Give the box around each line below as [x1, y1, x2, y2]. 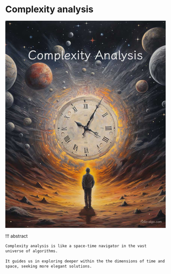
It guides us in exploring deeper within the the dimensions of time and [5, 259, 165, 264]
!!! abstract [5, 233, 28, 239]
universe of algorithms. [5, 249, 58, 254]
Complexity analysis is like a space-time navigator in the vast [5, 243, 147, 249]
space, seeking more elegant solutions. [5, 264, 93, 269]
